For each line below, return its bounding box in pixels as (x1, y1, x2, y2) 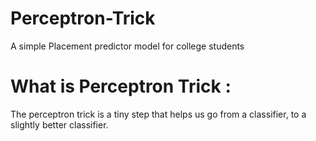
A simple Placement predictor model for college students (10, 40, 245, 52)
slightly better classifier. (10, 118, 109, 131)
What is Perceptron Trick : (10, 75, 232, 98)
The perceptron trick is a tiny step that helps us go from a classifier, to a (10, 108, 307, 120)
